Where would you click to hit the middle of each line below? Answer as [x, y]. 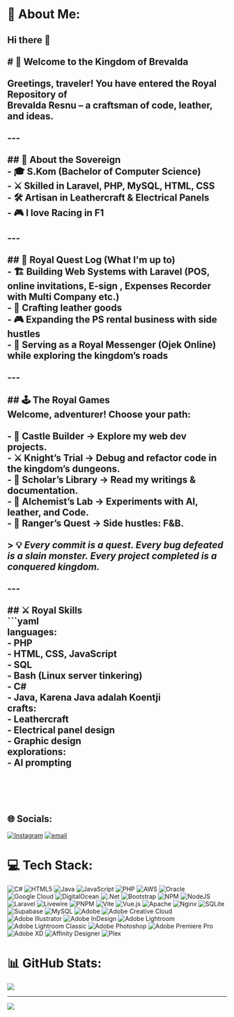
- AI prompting [39, 762]
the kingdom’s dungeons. [64, 468]
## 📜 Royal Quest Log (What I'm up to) [91, 259]
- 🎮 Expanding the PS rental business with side [112, 319]
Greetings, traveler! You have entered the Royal [112, 83]
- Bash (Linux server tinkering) [75, 675]
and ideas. [31, 116]
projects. [27, 447]
